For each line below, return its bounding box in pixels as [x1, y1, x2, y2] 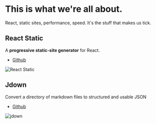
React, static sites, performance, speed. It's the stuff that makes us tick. [5, 20, 152, 26]
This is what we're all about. [5, 3, 122, 15]
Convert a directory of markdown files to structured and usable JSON [5, 94, 147, 100]
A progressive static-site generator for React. [5, 47, 100, 53]
